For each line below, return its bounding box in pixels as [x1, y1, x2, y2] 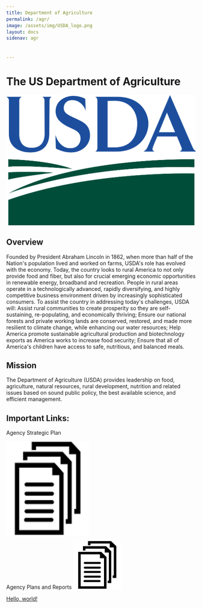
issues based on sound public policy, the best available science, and [6, 389, 176, 397]
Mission [6, 360, 37, 371]
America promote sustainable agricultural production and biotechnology [6, 330, 185, 338]
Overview [6, 237, 44, 248]
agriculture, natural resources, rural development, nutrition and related [6, 383, 181, 390]
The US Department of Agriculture [6, 75, 181, 89]
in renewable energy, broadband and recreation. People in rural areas [6, 278, 179, 286]
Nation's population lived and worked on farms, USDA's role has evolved [6, 260, 186, 267]
